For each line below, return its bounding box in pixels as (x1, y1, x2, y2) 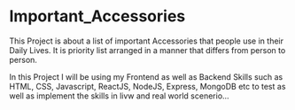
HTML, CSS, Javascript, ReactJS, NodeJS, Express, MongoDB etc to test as (9, 81, 286, 91)
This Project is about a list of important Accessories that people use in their (9, 35, 283, 46)
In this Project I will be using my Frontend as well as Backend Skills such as (9, 71, 283, 82)
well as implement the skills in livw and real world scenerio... (9, 90, 229, 101)
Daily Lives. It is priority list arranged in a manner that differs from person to (9, 44, 286, 55)
